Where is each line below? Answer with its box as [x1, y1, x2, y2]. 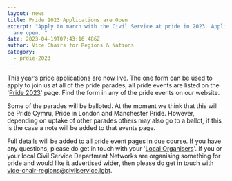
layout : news [7, 10, 45, 17]
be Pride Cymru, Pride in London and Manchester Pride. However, [7, 109, 195, 117]
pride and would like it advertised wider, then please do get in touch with [7, 159, 214, 167]
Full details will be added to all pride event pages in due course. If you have [7, 137, 222, 145]
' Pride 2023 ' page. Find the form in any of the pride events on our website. [7, 88, 220, 96]
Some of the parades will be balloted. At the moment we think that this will [7, 101, 218, 110]
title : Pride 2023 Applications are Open [7, 17, 128, 23]
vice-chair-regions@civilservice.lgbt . [7, 166, 113, 174]
